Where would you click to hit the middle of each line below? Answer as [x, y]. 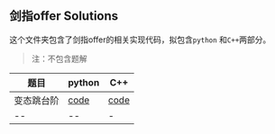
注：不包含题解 [59, 58]
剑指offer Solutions [64, 16]
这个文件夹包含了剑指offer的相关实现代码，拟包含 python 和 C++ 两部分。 [140, 40]
